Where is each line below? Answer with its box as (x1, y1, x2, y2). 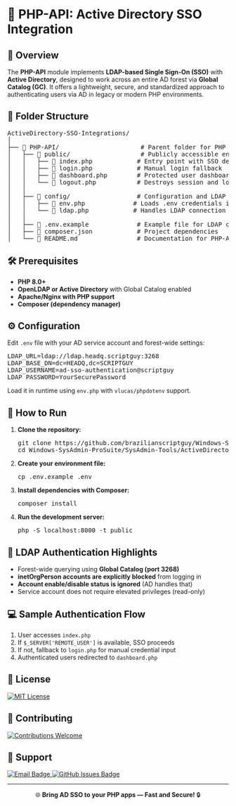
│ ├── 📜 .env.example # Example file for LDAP (7, 220, 223, 228)
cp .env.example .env (17, 473, 93, 481)
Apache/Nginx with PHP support (17, 292, 115, 300)
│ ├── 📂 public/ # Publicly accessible (7, 150, 219, 158)
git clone (17, 439, 51, 447)
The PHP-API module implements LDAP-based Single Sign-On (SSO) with (7, 68, 223, 76)
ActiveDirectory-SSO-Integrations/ (7, 129, 130, 137)
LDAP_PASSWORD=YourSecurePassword (7, 374, 126, 381)
